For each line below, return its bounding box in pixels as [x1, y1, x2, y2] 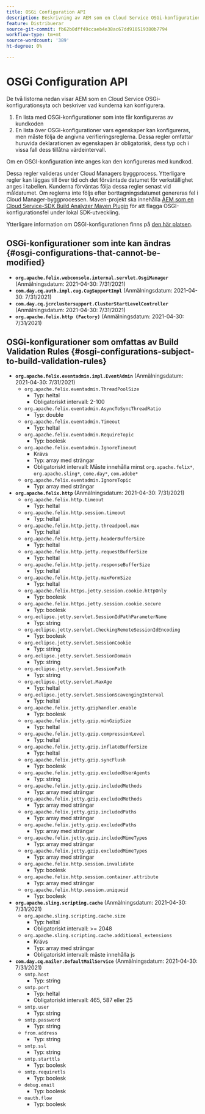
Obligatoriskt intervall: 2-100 [33, 398, 105, 406]
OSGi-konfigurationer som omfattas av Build [6, 337, 179, 348]
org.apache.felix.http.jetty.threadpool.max [24, 523, 140, 529]
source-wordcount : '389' [6, 37, 70, 43]
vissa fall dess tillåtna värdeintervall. [15, 146, 107, 153]
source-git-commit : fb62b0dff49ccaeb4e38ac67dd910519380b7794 [6, 26, 168, 32]
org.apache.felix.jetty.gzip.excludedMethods [24, 796, 142, 802]
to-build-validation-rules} [6, 356, 107, 367]
